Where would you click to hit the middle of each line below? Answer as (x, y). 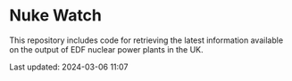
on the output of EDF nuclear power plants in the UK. (106, 49)
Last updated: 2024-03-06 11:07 (69, 67)
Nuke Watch (56, 16)
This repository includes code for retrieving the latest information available (146, 40)
